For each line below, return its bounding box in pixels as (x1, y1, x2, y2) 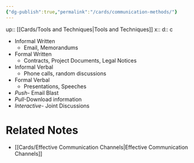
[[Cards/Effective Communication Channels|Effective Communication (14, 144, 189, 151)
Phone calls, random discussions (23, 69, 107, 77)
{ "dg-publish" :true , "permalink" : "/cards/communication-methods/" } (5, 9, 178, 15)
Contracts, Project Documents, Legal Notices (23, 57, 137, 64)
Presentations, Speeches (23, 83, 86, 90)
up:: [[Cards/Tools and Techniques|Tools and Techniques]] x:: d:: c (5, 26, 173, 33)
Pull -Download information (14, 95, 82, 103)
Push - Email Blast (14, 89, 59, 96)
